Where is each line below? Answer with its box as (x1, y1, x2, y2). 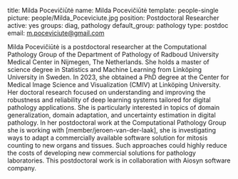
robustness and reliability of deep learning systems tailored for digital (7, 96, 212, 104)
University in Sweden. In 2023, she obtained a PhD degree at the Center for (7, 73, 229, 81)
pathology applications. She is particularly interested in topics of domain (7, 103, 220, 111)
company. (7, 164, 37, 172)
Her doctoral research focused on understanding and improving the (7, 88, 206, 96)
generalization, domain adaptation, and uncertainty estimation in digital (7, 111, 216, 119)
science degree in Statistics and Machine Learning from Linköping (7, 66, 202, 73)
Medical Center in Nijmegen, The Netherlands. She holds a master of (7, 58, 210, 66)
